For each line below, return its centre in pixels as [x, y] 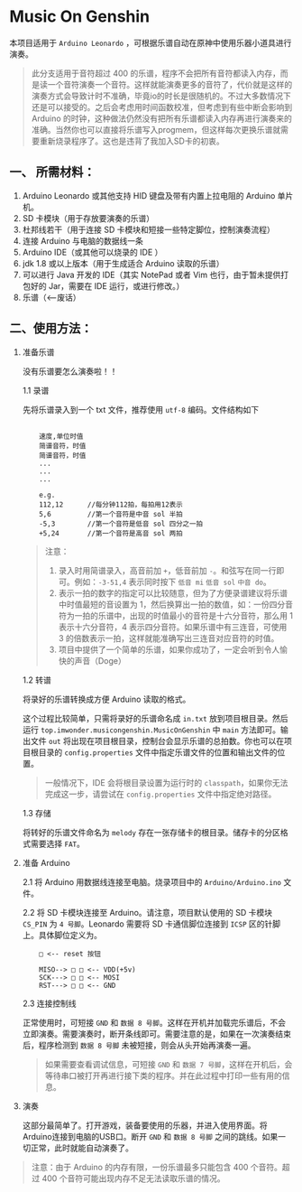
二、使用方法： [51, 328]
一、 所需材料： [52, 172]
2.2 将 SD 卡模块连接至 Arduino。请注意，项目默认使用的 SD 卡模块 [147, 912]
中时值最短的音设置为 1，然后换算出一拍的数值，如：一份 [164, 604]
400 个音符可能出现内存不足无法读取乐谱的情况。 [133, 1178]
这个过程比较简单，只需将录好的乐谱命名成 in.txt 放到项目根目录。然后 [155, 718]
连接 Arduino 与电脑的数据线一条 [83, 240]
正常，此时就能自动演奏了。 [82, 1148]
